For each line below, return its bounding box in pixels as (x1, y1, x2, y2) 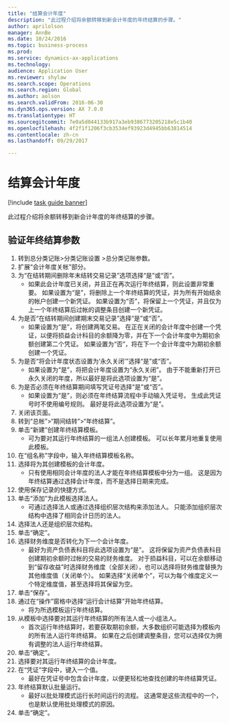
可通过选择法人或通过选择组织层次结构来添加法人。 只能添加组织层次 (27, 502, 222, 511)
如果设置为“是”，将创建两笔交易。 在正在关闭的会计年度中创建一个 (27, 322, 215, 331)
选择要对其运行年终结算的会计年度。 (17, 656, 121, 665)
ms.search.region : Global (8, 86, 82, 93)
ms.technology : (8, 61, 51, 68)
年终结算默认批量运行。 (17, 683, 84, 691)
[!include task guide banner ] (8, 198, 88, 206)
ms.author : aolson (8, 93, 60, 100)
